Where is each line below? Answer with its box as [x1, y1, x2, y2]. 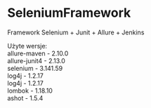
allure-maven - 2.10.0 [7, 49, 69, 58]
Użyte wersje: [7, 41, 48, 50]
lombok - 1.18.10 [7, 86, 53, 95]
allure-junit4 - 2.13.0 [7, 56, 65, 65]
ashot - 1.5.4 [7, 93, 44, 102]
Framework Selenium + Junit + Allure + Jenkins [7, 28, 145, 36]
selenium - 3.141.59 [7, 64, 63, 72]
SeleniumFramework [7, 5, 131, 21]
